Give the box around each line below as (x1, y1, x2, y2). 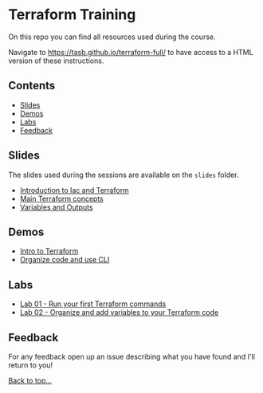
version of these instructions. (8, 56, 104, 65)
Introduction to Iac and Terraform (19, 185, 129, 195)
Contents (8, 79, 56, 92)
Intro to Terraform (19, 246, 79, 256)
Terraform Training (8, 6, 136, 24)
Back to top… (8, 376, 52, 385)
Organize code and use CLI (19, 255, 110, 265)
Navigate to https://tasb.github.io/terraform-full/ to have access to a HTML (8, 47, 253, 57)
